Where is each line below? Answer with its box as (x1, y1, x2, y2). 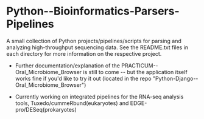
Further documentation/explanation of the (15, 62, 121, 69)
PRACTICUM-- (121, 62, 158, 69)
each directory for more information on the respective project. (6, 50, 162, 57)
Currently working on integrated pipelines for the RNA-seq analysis (15, 93, 184, 100)
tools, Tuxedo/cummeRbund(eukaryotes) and (15, 99, 129, 107)
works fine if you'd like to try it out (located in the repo (15, 75, 152, 82)
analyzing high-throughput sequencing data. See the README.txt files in (6, 44, 189, 51)
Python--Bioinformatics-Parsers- (6, 4, 180, 18)
